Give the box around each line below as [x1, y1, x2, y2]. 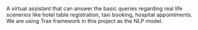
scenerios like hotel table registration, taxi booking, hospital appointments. [6, 11, 193, 18]
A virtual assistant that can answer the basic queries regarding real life [6, 5, 183, 12]
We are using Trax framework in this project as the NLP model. [6, 18, 163, 24]
